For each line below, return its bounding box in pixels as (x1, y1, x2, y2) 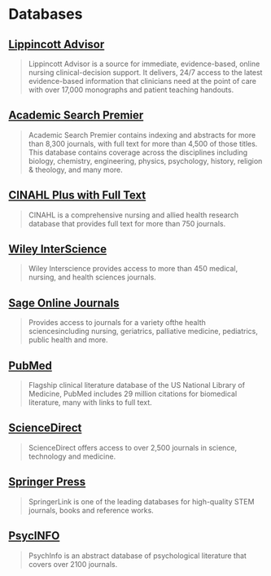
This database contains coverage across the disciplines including (28, 147, 248, 157)
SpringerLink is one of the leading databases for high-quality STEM (28, 496, 255, 506)
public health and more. (28, 335, 108, 345)
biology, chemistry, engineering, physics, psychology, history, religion (28, 156, 263, 165)
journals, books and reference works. (28, 505, 155, 515)
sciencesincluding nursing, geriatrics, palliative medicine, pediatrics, (28, 327, 259, 336)
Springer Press (8, 475, 86, 489)
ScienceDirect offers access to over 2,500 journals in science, (28, 442, 238, 452)
